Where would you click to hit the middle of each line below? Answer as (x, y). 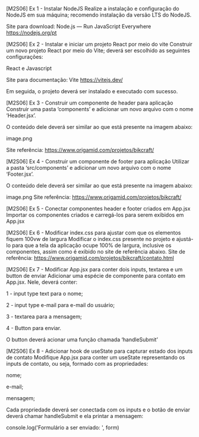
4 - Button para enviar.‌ (34, 328)
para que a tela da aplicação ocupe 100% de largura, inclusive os (91, 245)
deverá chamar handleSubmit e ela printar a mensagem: (75, 416)
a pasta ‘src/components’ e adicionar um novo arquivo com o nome (89, 168)
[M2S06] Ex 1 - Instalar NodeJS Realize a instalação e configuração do (93, 9)
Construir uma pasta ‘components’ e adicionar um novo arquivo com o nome (100, 109)
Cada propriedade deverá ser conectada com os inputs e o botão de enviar (98, 410)
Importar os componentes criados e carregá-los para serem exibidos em (95, 215)
